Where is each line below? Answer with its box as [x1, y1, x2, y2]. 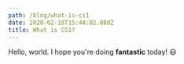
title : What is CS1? [8, 26, 76, 34]
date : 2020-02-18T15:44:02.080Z [8, 19, 114, 27]
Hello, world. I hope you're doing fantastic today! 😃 [8, 48, 177, 57]
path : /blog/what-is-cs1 [8, 11, 90, 20]
